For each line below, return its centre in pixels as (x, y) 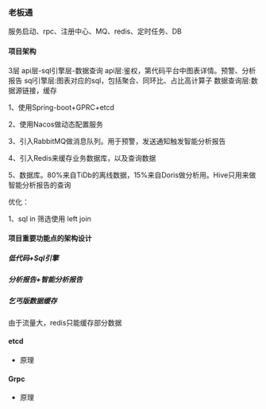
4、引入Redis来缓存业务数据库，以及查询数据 (82, 158)
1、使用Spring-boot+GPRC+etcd (62, 107)
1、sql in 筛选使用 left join (50, 218)
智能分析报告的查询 (40, 185)
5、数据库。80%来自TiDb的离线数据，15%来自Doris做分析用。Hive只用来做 (132, 175)
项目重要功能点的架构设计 (50, 238)
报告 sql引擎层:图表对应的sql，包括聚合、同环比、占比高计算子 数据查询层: (130, 80)
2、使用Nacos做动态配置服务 (56, 124)
